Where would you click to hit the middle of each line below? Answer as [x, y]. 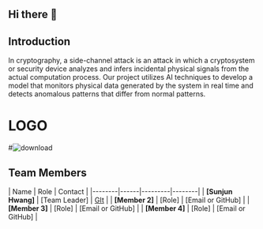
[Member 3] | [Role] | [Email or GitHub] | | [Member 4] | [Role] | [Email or [127, 208]
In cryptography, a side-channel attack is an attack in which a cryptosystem [131, 61]
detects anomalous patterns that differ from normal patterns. [107, 94]
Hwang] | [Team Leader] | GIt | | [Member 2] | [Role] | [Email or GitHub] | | [129, 200]
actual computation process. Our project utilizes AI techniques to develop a [131, 77]
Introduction [39, 41]
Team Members [47, 173]
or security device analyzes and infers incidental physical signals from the [129, 69]
